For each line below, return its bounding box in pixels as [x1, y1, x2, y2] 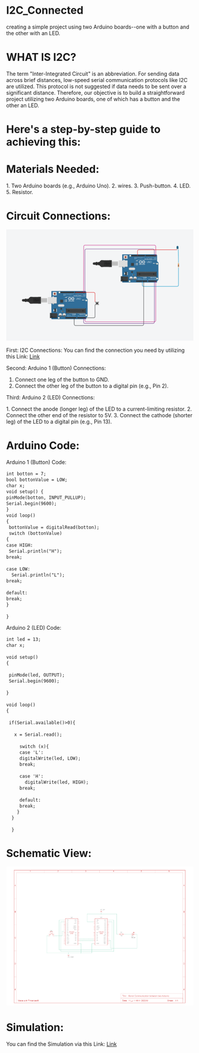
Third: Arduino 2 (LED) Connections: [6, 394, 95, 401]
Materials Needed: [6, 163, 100, 176]
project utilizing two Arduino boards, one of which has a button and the [6, 95, 180, 102]
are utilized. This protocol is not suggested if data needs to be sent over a [6, 83, 187, 90]
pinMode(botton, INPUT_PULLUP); [6, 495, 86, 501]
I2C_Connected [6, 4, 84, 17]
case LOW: [6, 566, 31, 572]
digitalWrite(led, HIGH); [24, 779, 89, 786]
